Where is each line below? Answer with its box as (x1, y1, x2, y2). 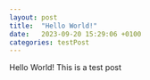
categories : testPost (9, 37, 90, 47)
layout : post (9, 12, 58, 22)
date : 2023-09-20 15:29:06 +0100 (9, 29, 142, 38)
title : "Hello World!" (9, 21, 98, 30)
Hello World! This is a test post (9, 62, 122, 73)
